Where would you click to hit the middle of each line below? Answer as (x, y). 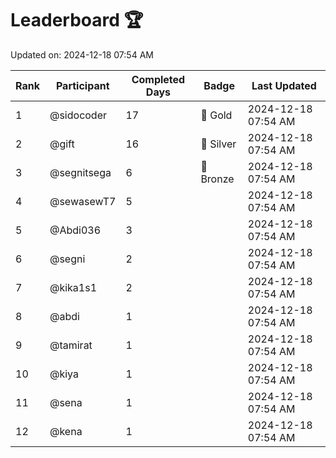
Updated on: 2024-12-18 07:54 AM (82, 54)
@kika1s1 (73, 287)
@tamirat (71, 345)
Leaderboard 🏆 (77, 20)
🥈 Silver (218, 144)
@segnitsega (80, 172)
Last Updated (284, 85)
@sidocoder (78, 115)
